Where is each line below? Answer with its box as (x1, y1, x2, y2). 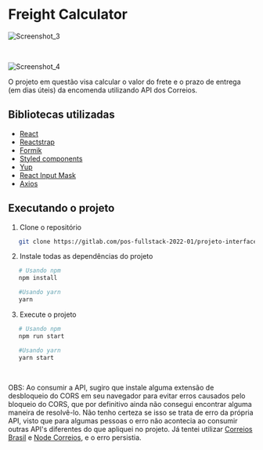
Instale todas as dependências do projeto (19, 252, 153, 261)
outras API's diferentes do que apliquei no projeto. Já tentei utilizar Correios (8, 425, 253, 434)
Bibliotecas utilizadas (8, 108, 115, 122)
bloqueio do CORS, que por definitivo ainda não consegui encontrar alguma (8, 400, 252, 409)
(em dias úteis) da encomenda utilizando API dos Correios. (8, 85, 198, 95)
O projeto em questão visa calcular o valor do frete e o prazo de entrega (8, 77, 241, 86)
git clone (18, 238, 51, 245)
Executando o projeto (8, 201, 115, 215)
